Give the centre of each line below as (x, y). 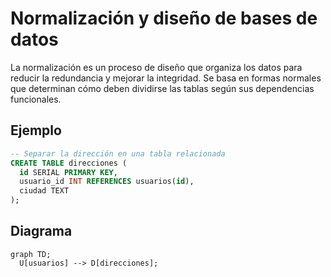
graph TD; (31, 254)
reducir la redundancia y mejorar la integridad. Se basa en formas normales (166, 78)
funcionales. (36, 99)
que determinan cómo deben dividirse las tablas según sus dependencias (162, 88)
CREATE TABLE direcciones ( (69, 163)
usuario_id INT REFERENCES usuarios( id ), (107, 182)
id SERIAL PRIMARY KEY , (68, 172)
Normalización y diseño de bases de (164, 18)
